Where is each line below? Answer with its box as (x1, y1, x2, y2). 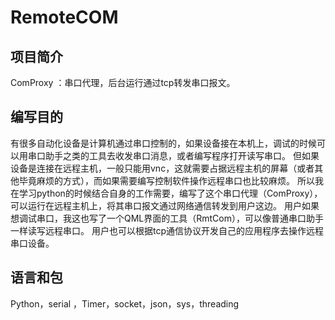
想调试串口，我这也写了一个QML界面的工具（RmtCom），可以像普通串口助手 (10, 212, 325, 224)
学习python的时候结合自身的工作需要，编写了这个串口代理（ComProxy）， (18, 187, 323, 199)
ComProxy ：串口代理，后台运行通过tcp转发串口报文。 (10, 77, 236, 88)
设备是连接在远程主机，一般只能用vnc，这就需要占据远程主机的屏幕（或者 (10, 162, 315, 174)
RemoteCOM (10, 6, 119, 29)
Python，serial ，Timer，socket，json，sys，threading (10, 297, 240, 310)
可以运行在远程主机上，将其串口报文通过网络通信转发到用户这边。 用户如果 (10, 199, 320, 211)
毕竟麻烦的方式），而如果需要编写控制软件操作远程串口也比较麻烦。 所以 (18, 174, 315, 186)
